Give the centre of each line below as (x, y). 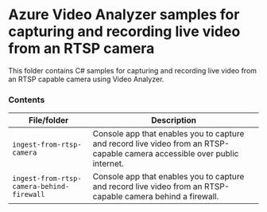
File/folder (48, 120)
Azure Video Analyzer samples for (124, 15)
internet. (108, 163)
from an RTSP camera (81, 49)
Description (174, 120)
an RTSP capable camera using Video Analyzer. (86, 79)
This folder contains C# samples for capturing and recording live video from (132, 70)
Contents (27, 100)
